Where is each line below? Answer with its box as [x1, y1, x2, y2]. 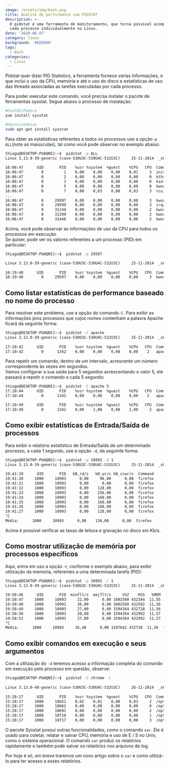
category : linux [5, 36, 39, 41]
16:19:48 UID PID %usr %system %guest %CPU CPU [5, 270, 152, 275]
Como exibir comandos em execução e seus [5, 639, 146, 648]
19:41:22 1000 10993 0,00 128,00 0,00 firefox [5, 485, 154, 490]
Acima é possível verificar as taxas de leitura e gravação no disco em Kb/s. [5, 527, 161, 533]
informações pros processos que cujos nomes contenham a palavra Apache [5, 315, 163, 322]
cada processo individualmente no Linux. [10, 26, 98, 31]
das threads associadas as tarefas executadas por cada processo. [5, 84, 143, 90]
